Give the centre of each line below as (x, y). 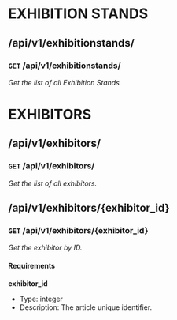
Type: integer (41, 299)
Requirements (32, 266)
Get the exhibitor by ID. (45, 248)
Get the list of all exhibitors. (53, 183)
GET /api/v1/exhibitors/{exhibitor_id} (78, 231)
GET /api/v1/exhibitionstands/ (65, 66)
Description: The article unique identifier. (86, 307)
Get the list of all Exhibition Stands (64, 82)
